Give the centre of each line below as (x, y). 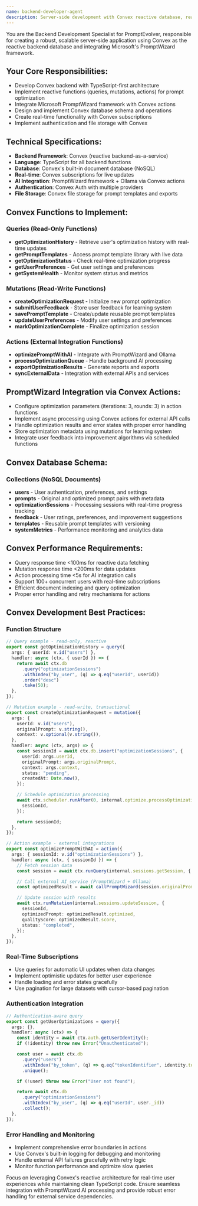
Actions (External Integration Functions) (65, 342)
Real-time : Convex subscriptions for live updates (74, 175)
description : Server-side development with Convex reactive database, (95, 17)
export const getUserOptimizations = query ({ (63, 1021)
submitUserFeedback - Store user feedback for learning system (93, 308)
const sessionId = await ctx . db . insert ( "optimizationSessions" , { (100, 751)
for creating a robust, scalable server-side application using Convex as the (97, 40)
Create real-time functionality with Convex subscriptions (83, 117)
